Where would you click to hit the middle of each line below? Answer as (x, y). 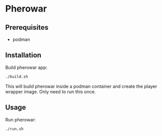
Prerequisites (27, 27)
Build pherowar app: (26, 67)
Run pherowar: (21, 119)
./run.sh (14, 129)
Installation (23, 55)
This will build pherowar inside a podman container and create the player (81, 86)
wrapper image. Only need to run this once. (51, 92)
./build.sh (17, 77)
